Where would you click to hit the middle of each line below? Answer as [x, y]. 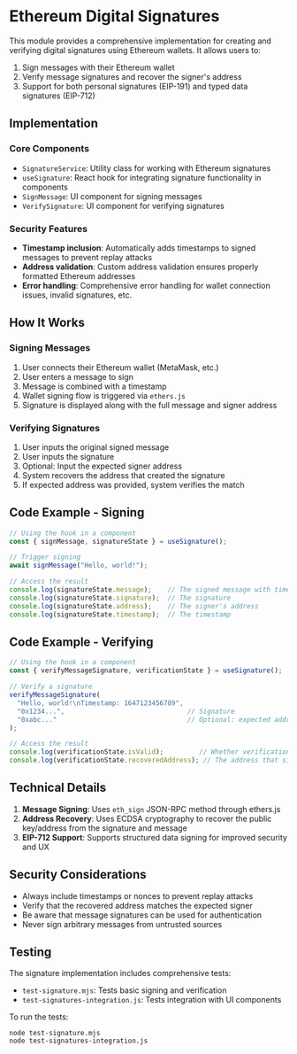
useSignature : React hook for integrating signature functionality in [141, 177]
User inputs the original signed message [95, 447]
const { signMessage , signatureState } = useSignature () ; [118, 541]
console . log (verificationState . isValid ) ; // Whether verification [150, 752]
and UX [36, 847]
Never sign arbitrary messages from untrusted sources [122, 924]
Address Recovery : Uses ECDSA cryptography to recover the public [147, 818]
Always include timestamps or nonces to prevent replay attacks [137, 895]
